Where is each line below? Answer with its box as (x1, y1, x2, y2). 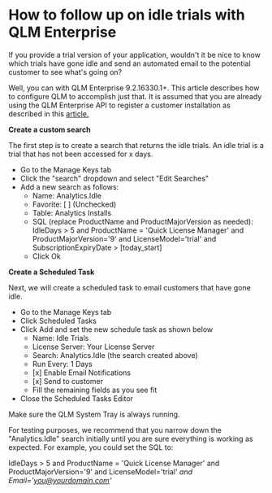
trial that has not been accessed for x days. (8, 149, 153, 159)
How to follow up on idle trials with (8, 6, 245, 24)
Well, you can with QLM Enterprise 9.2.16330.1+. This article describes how (8, 83, 260, 93)
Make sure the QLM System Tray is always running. (8, 409, 180, 419)
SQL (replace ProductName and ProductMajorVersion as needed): (32, 216, 253, 226)
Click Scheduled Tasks (19, 316, 97, 325)
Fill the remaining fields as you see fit (32, 385, 158, 395)
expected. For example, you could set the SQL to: (8, 442, 174, 452)
